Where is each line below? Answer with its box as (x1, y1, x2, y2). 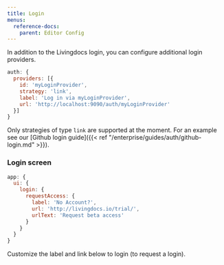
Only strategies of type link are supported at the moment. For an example (7, 126, 218, 134)
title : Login (7, 10, 45, 17)
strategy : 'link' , (19, 87, 72, 95)
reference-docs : (13, 23, 60, 30)
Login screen (7, 158, 52, 167)
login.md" (7, 140, 35, 149)
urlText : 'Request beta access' (32, 211, 125, 219)
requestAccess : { (25, 193, 76, 200)
